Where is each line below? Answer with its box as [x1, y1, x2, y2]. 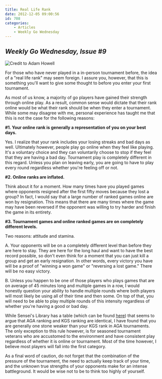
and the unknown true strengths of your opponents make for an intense [5, 363, 147, 369]
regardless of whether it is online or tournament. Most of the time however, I [5, 338, 157, 344]
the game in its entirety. [5, 209, 52, 215]
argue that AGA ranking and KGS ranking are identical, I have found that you [5, 318, 156, 323]
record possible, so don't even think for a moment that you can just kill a [5, 253, 149, 258]
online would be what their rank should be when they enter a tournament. [5, 105, 151, 110]
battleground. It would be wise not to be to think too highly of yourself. [5, 368, 145, 374]
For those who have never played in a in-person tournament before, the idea [5, 70, 157, 76]
